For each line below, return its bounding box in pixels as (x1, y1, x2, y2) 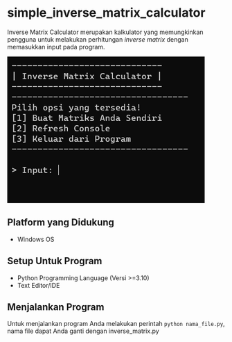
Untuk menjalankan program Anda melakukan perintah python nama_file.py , (7, 320, 225, 328)
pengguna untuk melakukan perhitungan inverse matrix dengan (7, 35, 188, 43)
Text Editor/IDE (17, 281, 60, 289)
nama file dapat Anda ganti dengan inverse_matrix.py (7, 327, 159, 335)
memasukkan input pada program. (7, 42, 105, 51)
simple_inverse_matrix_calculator (7, 5, 206, 21)
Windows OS (17, 235, 55, 243)
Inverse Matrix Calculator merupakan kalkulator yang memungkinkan (7, 28, 204, 36)
